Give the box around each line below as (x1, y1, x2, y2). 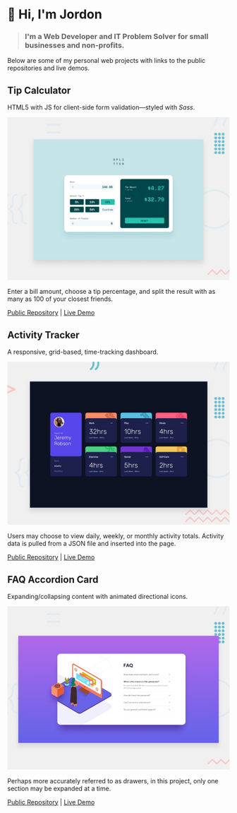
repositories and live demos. (7, 64, 90, 73)
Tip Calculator (7, 84, 71, 96)
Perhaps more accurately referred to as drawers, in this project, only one (7, 776, 219, 785)
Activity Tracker (7, 328, 80, 341)
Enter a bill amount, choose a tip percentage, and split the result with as (7, 287, 216, 296)
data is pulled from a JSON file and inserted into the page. (7, 540, 176, 548)
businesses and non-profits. (24, 40, 125, 50)
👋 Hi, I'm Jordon (7, 6, 102, 23)
